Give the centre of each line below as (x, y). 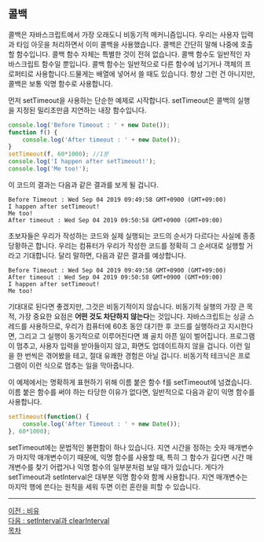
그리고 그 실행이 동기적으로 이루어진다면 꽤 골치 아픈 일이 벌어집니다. (123, 335)
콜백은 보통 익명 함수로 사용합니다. (60, 83)
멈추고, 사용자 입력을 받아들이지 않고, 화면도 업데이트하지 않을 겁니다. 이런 (129, 346)
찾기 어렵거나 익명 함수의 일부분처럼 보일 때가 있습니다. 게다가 (129, 467)
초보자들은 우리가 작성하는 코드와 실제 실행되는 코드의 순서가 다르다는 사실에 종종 (132, 236)
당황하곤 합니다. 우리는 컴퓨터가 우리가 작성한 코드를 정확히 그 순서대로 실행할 (126, 245)
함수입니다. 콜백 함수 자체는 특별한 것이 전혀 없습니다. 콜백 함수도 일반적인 (129, 54)
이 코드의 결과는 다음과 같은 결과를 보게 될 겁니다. (84, 185)
